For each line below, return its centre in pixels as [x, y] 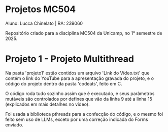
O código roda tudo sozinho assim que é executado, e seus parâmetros [80, 93]
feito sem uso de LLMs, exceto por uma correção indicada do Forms [77, 119]
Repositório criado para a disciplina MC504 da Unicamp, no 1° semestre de [84, 33]
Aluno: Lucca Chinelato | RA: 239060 [44, 23]
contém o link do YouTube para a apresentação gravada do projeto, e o [79, 78]
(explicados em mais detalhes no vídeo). [47, 104]
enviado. [14, 124]
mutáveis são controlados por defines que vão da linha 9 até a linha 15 [79, 99]
